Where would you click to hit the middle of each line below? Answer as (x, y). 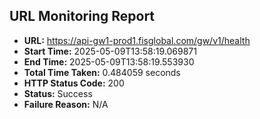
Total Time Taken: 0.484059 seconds (102, 72)
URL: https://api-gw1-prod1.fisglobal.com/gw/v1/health (137, 40)
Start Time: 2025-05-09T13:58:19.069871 (110, 51)
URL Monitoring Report (82, 16)
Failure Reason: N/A (66, 104)
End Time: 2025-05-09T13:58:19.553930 (109, 61)
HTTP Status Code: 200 (74, 83)
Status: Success (58, 93)
